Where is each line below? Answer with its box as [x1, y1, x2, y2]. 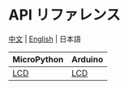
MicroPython [12, 53, 64, 65]
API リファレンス [8, 6, 121, 24]
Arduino [71, 53, 104, 65]
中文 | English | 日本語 [8, 34, 81, 44]
